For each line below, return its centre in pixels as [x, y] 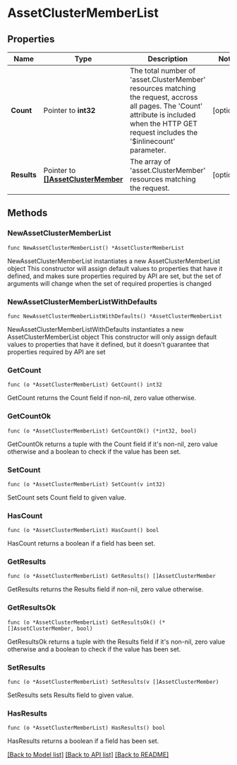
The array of [150, 162]
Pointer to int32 [69, 110]
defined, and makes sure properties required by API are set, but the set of [115, 276]
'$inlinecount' [152, 141]
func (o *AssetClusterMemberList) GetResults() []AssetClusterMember [112, 577]
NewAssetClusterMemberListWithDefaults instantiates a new [96, 329]
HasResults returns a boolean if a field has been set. [83, 741]
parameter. [148, 150]
